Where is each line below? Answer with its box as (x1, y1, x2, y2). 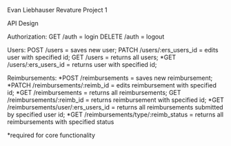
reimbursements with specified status (7, 118, 114, 126)
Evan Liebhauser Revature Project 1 (7, 6, 108, 14)
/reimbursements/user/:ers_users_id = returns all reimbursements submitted (7, 103, 223, 111)
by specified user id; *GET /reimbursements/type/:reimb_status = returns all (7, 110, 224, 118)
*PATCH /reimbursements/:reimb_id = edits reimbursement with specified (7, 81, 217, 89)
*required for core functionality (7, 131, 95, 139)
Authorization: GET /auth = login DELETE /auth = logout (7, 32, 165, 41)
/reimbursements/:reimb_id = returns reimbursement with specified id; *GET (7, 96, 224, 104)
